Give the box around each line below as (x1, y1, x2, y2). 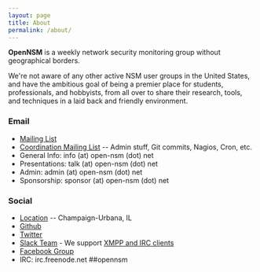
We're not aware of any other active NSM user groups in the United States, (8, 72, 250, 81)
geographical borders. (8, 56, 80, 65)
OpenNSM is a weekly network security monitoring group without (8, 48, 222, 57)
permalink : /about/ (8, 26, 72, 34)
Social (8, 195, 33, 206)
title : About (8, 19, 51, 27)
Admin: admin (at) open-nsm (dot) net (19, 167, 143, 177)
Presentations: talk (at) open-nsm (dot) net (19, 159, 159, 168)
